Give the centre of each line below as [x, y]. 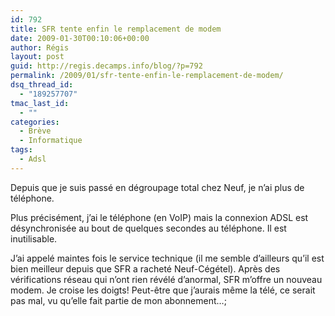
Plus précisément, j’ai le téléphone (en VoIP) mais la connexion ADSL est [159, 217]
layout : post [37, 57]
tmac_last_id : [40, 103]
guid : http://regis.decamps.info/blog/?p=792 [106, 66]
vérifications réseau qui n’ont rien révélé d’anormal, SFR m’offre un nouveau [166, 279]
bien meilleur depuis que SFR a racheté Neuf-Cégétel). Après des [145, 268]
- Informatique [51, 141]
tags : [21, 150]
